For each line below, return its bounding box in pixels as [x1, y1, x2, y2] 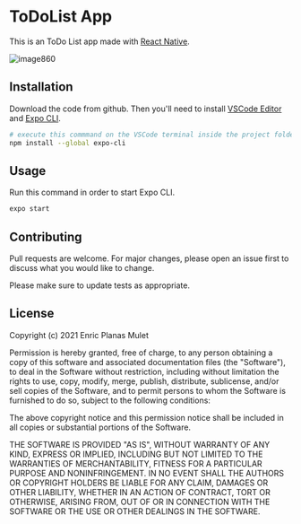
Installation [9, 79, 73, 95]
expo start [9, 205, 50, 214]
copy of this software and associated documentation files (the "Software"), [9, 356, 287, 367]
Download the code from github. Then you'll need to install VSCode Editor [9, 103, 282, 114]
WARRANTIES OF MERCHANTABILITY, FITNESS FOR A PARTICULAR [9, 458, 262, 468]
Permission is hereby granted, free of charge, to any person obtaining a [9, 347, 273, 358]
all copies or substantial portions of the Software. [9, 422, 191, 432]
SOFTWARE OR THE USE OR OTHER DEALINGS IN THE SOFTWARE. [9, 505, 261, 517]
